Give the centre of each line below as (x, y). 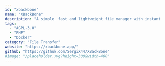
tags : (11, 24)
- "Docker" (21, 38)
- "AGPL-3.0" (23, 28)
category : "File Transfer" (33, 42)
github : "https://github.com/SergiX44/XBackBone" (57, 51)
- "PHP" (18, 33)
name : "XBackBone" (24, 14)
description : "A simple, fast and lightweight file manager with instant (83, 19)
